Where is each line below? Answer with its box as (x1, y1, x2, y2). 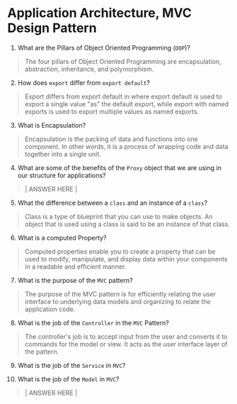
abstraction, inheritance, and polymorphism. (24, 64, 154, 73)
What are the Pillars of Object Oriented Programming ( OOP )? (17, 43, 191, 52)
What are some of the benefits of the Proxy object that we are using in (17, 163, 221, 172)
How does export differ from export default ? (17, 78, 151, 86)
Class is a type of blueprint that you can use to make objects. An (24, 212, 214, 220)
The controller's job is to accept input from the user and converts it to (24, 332, 228, 341)
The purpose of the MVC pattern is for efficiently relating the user (24, 289, 216, 298)
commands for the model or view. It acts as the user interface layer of (24, 340, 228, 348)
